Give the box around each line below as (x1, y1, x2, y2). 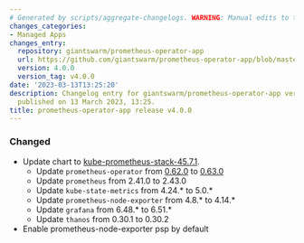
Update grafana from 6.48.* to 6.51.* (35, 204, 172, 215)
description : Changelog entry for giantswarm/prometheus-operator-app (9, 89, 281, 98)
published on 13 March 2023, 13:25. (17, 97, 156, 107)
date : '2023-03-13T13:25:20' (9, 80, 119, 89)
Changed (9, 136, 52, 148)
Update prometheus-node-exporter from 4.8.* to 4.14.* (35, 194, 236, 205)
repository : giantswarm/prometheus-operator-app (17, 47, 204, 56)
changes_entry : (9, 38, 67, 48)
